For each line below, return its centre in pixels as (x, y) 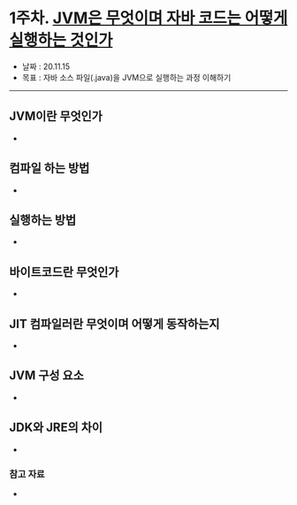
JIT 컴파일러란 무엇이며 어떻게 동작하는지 (114, 324)
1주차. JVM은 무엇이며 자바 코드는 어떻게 (148, 18)
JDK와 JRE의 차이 (56, 428)
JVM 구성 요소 (46, 375)
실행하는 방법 (43, 220)
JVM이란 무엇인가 (56, 116)
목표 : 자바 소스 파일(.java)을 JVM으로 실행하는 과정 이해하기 (126, 77)
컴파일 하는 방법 (49, 168)
